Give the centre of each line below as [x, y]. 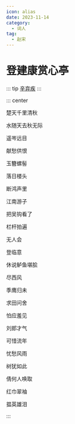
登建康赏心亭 [38, 71]
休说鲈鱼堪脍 [22, 264]
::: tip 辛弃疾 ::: [24, 88]
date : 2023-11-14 [28, 17]
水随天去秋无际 [24, 125]
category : [18, 23]
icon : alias [21, 12]
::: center [17, 100]
